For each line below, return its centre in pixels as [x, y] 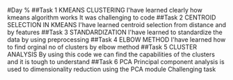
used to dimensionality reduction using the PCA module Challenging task [112, 69]
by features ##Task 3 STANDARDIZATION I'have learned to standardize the [115, 32]
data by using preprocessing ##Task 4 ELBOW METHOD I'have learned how [116, 40]
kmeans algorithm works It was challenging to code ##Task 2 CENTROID [112, 17]
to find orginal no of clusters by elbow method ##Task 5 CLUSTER [102, 47]
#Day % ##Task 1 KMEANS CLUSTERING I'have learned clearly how [105, 10]
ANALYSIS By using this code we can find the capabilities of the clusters [111, 54]
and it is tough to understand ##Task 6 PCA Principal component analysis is [116, 62]
